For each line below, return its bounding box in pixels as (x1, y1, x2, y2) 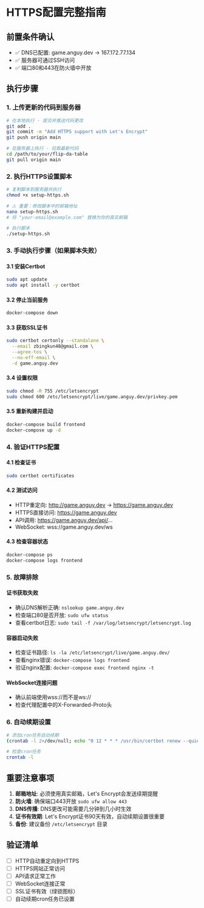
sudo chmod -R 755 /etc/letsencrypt (6, 388, 99, 394)
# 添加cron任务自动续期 (6, 732, 59, 738)
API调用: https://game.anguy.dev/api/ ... (15, 516, 113, 523)
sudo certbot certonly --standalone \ (6, 338, 104, 344)
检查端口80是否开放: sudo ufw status (15, 611, 109, 619)
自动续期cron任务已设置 (15, 895, 75, 903)
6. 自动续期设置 (6, 718, 52, 726)
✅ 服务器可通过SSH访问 (15, 57, 75, 64)
